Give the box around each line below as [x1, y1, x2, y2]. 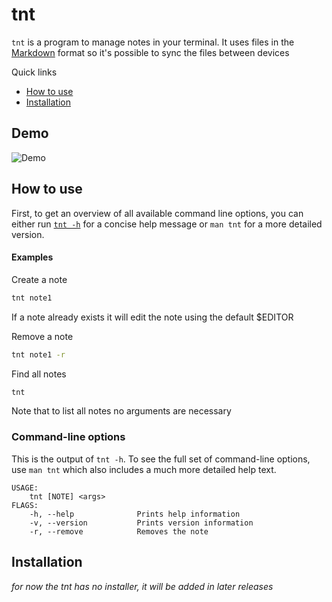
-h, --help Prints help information [29, 509, 241, 519]
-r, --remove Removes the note [29, 526, 209, 537]
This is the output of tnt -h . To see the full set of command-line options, [11, 453, 311, 465]
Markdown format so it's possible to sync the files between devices [11, 46, 290, 58]
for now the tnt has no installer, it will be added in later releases [11, 580, 274, 592]
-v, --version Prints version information [29, 518, 254, 528]
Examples [11, 251, 54, 263]
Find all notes [11, 368, 67, 380]
